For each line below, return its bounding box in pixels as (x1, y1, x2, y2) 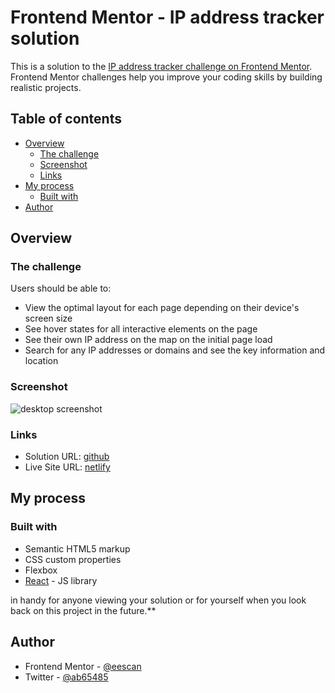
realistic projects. (10, 81, 82, 93)
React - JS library (24, 574, 98, 586)
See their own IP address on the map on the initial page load (24, 334, 273, 346)
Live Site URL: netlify (24, 461, 111, 473)
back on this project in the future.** (10, 604, 157, 616)
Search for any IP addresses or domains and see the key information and (24, 344, 326, 356)
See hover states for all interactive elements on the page (24, 323, 258, 335)
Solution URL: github (24, 451, 110, 463)
